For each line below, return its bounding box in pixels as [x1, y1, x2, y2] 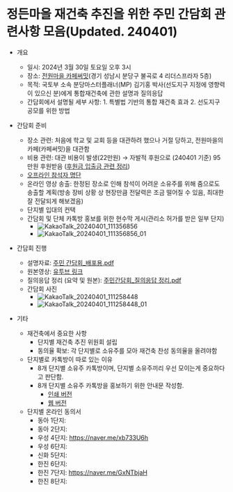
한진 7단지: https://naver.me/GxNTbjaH [37, 468, 147, 477]
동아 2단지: [37, 424, 67, 433]
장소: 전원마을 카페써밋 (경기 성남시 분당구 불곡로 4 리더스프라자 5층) [26, 71, 212, 80]
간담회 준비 [16, 121, 47, 129]
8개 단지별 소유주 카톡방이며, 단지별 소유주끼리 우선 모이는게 [37, 363, 201, 372]
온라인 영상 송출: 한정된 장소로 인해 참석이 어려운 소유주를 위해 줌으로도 [26, 179, 220, 188]
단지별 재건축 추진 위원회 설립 [37, 338, 118, 346]
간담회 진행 [16, 244, 47, 252]
